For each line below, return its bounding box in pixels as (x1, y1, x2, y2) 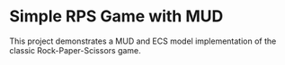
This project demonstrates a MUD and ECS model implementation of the (9, 36, 277, 46)
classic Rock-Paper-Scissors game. (9, 45, 141, 55)
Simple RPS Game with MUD (9, 6, 224, 27)
